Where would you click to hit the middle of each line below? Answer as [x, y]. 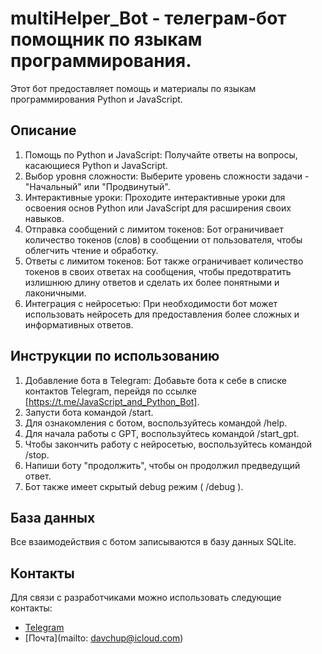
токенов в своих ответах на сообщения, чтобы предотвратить [158, 271]
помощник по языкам [106, 39]
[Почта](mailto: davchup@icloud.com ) [104, 638]
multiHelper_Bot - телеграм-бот [148, 18]
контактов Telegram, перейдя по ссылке [110, 391]
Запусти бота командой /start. [89, 412]
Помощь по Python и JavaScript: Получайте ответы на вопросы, [161, 154]
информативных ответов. [79, 324]
